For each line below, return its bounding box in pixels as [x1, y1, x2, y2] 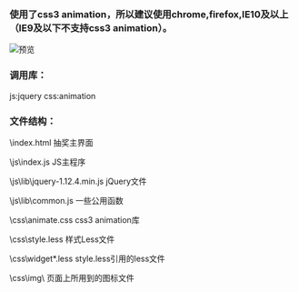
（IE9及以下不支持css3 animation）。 [9, 21, 173, 34]
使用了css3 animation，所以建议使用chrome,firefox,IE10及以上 [9, 7, 289, 20]
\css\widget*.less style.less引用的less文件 [9, 253, 165, 264]
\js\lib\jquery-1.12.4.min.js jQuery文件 [9, 176, 147, 186]
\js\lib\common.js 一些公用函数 [9, 195, 124, 206]
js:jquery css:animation [9, 90, 96, 101]
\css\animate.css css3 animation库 [9, 214, 140, 225]
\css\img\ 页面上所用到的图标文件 [9, 272, 134, 283]
